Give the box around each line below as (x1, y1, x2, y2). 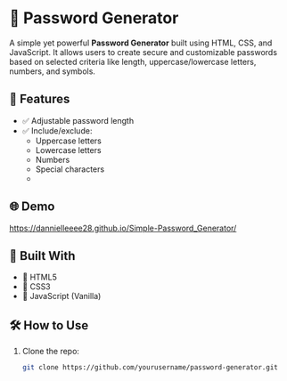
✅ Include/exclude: (21, 125, 93, 136)
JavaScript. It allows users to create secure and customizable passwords (9, 46, 278, 57)
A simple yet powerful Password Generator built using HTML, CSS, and (9, 37, 273, 48)
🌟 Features (9, 92, 70, 107)
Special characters (35, 164, 105, 174)
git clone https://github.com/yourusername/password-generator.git (21, 363, 278, 372)
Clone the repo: (21, 346, 80, 357)
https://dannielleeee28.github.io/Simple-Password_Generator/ (9, 223, 237, 233)
